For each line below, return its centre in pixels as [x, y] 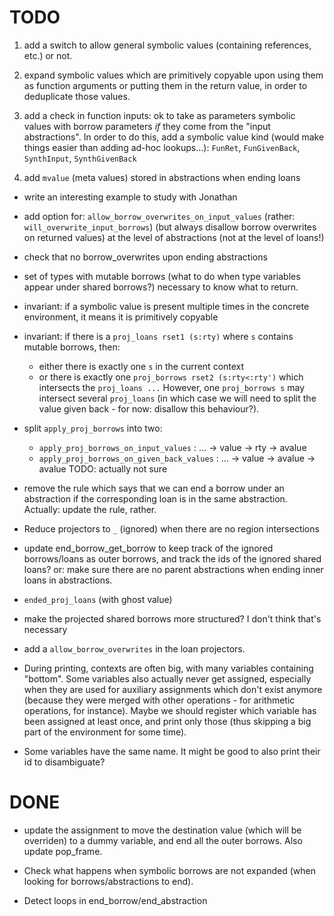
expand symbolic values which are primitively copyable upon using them [173, 75]
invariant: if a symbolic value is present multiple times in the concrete [166, 306]
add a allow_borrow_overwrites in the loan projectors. [134, 648]
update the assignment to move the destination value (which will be [162, 830]
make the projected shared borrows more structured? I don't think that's [172, 618]
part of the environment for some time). [105, 732]
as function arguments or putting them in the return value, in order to [165, 85]
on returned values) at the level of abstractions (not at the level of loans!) [174, 237]
